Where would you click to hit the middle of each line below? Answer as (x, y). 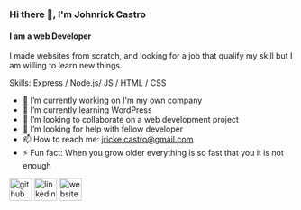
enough (36, 166)
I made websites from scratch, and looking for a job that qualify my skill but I (151, 56)
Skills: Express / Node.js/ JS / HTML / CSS (88, 83)
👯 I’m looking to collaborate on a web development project (130, 120)
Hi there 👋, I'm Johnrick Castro (78, 14)
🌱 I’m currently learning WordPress (87, 110)
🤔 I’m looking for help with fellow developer (102, 129)
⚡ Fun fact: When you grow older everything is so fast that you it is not (153, 153)
